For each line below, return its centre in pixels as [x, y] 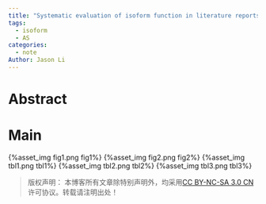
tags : [17, 23]
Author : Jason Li [37, 60]
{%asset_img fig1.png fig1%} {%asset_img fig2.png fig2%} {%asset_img [127, 157]
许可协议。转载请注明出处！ [73, 192]
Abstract [38, 99]
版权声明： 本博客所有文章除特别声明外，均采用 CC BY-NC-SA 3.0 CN [141, 182]
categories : [28, 45]
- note [26, 52]
